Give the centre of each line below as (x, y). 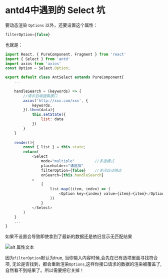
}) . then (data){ (39, 110)
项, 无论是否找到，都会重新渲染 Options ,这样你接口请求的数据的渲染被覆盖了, (83, 264)
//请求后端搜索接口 (40, 96)
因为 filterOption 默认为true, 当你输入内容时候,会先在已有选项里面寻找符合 (82, 258)
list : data (52, 119)
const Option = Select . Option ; (38, 68)
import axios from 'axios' (33, 64)
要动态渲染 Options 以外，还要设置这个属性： (51, 25)
